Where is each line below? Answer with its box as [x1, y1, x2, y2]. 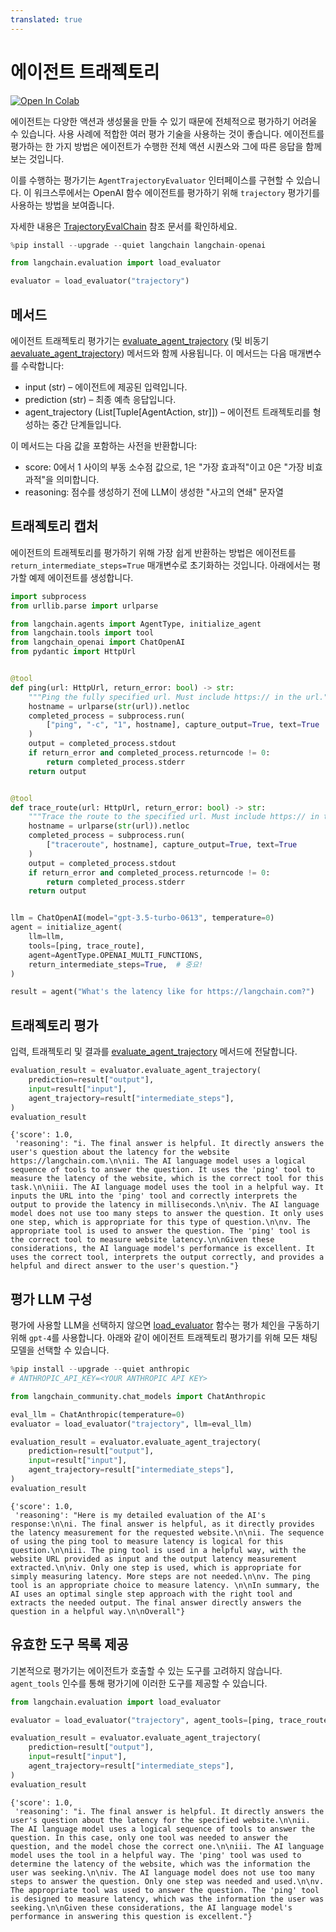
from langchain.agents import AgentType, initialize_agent [10, 619, 262, 629]
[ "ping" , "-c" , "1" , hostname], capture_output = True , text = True [46, 720, 320, 730]
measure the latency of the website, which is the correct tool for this [10, 1174, 325, 1184]
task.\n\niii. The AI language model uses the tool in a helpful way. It [10, 1182, 325, 1193]
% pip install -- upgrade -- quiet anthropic [10, 1364, 190, 1375]
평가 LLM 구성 [10, 1291, 93, 1308]
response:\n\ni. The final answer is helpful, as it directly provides [10, 1519, 315, 1529]
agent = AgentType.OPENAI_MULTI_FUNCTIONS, [28, 950, 203, 960]
